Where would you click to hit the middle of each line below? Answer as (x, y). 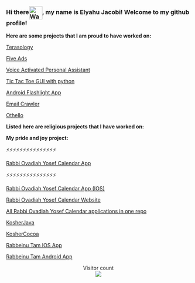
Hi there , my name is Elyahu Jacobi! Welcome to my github (98, 12)
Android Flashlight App (34, 93)
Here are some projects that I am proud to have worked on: (79, 36)
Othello (15, 115)
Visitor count (98, 268)
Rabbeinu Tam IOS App (34, 246)
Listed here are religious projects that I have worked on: (75, 127)
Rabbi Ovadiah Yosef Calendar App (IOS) (56, 189)
